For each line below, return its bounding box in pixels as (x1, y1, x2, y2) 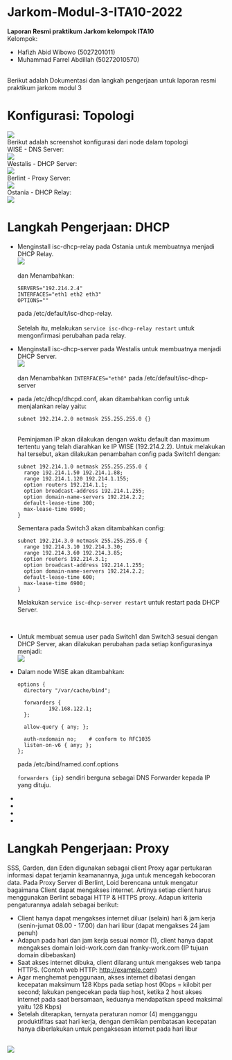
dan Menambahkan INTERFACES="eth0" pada (17, 373, 143, 382)
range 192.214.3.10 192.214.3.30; (24, 543, 123, 550)
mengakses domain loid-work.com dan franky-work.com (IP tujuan (17, 943, 209, 952)
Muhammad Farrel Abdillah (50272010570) (17, 55, 140, 63)
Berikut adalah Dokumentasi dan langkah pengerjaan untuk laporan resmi (7, 76, 217, 84)
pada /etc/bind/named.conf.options (17, 759, 119, 768)
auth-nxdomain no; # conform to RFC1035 (24, 735, 151, 743)
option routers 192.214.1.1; (24, 481, 108, 488)
